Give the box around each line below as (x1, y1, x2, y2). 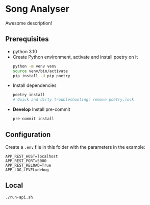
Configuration (5, 130, 51, 139)
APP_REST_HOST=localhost (5, 154, 58, 159)
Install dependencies (12, 82, 57, 88)
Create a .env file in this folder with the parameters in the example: (5, 144, 145, 150)
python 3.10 (12, 48, 37, 54)
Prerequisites (5, 35, 49, 43)
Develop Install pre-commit (12, 106, 70, 112)
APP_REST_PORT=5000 (5, 158, 47, 164)
